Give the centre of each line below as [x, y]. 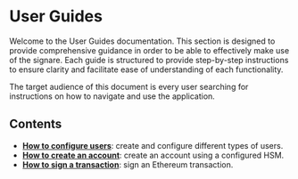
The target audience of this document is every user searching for [129, 86]
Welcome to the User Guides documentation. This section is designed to [142, 41]
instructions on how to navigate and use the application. [112, 96]
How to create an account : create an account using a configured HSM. [153, 155]
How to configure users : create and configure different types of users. [153, 145]
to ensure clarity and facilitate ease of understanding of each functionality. [146, 69]
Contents [36, 124]
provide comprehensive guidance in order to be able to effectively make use [149, 50]
